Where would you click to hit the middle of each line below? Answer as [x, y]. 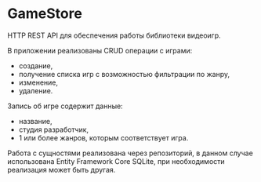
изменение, [38, 82]
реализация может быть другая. [62, 169]
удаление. [36, 90]
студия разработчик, [54, 129]
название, [35, 121]
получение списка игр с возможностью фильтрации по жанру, [124, 74]
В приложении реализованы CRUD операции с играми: [100, 50]
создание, [36, 66]
